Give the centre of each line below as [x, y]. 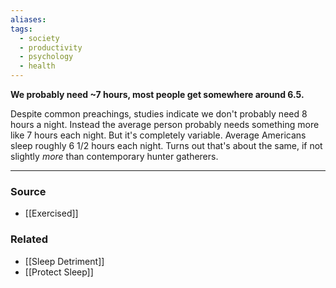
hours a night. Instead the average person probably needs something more [165, 124]
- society [39, 38]
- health [37, 66]
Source [28, 191]
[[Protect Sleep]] [59, 272]
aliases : [28, 19]
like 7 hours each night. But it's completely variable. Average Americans [158, 135]
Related [29, 239]
